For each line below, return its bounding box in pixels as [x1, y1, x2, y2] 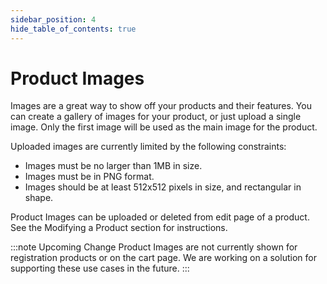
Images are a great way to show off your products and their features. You [10, 100, 312, 112]
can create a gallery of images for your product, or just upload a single [10, 111, 302, 123]
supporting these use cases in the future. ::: [10, 262, 190, 275]
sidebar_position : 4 [10, 14, 97, 25]
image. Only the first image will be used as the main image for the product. [10, 121, 318, 133]
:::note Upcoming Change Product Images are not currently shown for [10, 241, 298, 253]
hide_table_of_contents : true [10, 24, 137, 34]
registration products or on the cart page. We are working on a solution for [10, 252, 317, 264]
